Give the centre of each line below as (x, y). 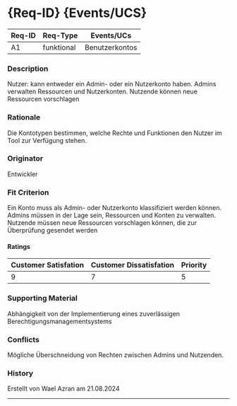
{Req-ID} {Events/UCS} (77, 13)
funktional (59, 47)
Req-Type (60, 35)
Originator (25, 158)
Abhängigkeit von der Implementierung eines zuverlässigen (94, 313)
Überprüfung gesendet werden (53, 231)
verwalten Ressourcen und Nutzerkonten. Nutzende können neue (102, 92)
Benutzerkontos (111, 47)
